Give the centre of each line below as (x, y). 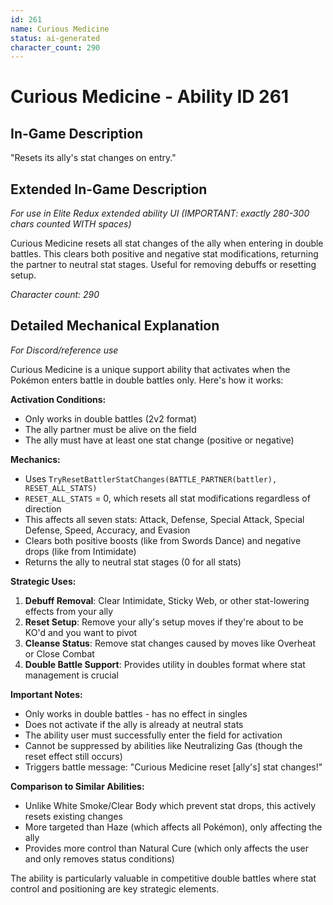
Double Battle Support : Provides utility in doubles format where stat (165, 664)
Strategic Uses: (43, 581)
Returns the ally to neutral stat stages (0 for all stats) (133, 562)
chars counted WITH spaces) (71, 224)
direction (43, 508)
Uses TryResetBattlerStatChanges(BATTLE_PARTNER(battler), (151, 478)
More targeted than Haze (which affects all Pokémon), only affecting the (173, 827)
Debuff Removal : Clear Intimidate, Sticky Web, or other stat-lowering (167, 600)
